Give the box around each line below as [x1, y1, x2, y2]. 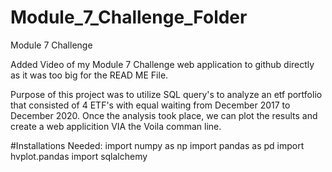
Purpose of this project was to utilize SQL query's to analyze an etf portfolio [10, 88, 323, 100]
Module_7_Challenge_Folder [10, 6, 248, 29]
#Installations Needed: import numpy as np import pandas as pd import [10, 139, 305, 151]
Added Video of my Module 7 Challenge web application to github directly [10, 58, 315, 70]
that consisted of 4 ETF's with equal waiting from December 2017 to [10, 99, 291, 111]
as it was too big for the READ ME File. [10, 69, 169, 81]
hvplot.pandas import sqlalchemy [10, 150, 148, 162]
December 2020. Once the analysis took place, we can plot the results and [10, 109, 318, 121]
